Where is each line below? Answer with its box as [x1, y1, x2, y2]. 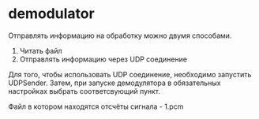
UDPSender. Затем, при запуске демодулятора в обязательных [8, 78, 221, 87]
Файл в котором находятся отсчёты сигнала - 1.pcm [8, 102, 184, 111]
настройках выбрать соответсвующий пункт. [8, 86, 160, 95]
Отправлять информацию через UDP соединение [19, 54, 188, 64]
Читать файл [19, 46, 62, 55]
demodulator [8, 5, 95, 23]
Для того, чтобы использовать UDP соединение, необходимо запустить [8, 69, 252, 79]
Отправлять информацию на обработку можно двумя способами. [8, 31, 232, 40]
